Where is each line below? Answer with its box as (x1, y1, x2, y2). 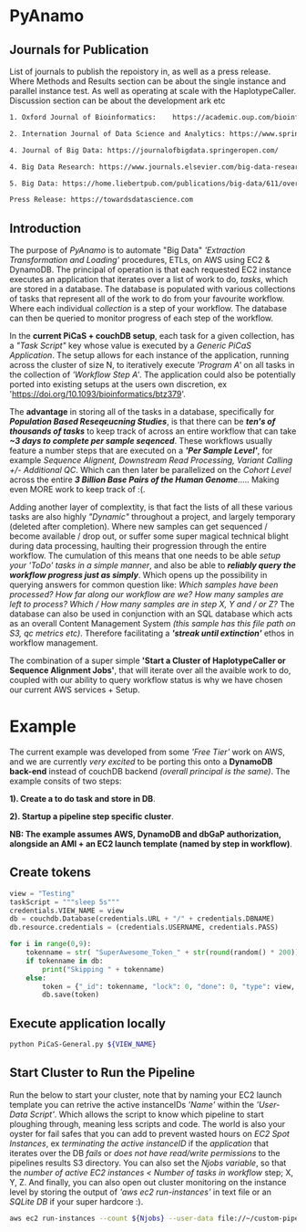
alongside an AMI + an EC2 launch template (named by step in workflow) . (9, 838, 293, 849)
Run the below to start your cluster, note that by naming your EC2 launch (9, 1089, 282, 1100)
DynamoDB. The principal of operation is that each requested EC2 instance (9, 264, 291, 275)
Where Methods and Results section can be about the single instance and (9, 76, 287, 87)
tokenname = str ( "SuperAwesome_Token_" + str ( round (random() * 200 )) (25, 948, 300, 957)
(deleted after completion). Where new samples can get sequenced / (9, 521, 269, 532)
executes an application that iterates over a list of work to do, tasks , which (9, 274, 289, 285)
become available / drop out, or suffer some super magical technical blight (9, 531, 290, 542)
